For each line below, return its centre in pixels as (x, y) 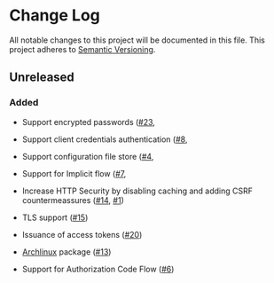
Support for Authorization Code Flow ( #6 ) (98, 269)
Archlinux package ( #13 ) (67, 252)
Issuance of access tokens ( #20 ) (82, 234)
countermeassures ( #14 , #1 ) (73, 200)
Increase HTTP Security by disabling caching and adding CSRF (137, 191)
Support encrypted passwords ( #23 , (88, 122)
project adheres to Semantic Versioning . (82, 49)
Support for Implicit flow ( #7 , (74, 173)
